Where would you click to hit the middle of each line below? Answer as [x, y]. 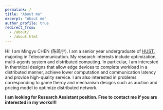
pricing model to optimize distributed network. [51, 88]
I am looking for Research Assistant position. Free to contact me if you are [81, 97]
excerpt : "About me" [26, 18]
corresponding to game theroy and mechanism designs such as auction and [81, 82]
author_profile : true [27, 23]
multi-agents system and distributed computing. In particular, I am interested [82, 62]
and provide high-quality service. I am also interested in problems [71, 77]
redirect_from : [20, 28]
